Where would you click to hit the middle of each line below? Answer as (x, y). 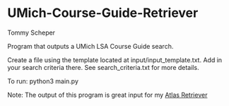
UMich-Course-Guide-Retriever (103, 13)
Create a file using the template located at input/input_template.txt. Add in (115, 60)
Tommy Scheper (31, 33)
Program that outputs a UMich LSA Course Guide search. (90, 46)
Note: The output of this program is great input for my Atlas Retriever (107, 95)
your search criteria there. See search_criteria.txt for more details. (103, 67)
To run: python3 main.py (43, 81)
